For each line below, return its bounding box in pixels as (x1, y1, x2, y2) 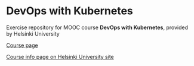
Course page (6, 42, 38, 49)
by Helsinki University (6, 30, 60, 37)
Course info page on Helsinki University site (6, 53, 115, 60)
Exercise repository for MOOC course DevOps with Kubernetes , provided (6, 24, 188, 31)
